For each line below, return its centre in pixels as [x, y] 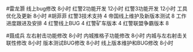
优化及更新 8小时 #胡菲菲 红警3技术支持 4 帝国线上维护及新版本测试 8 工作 [96, 16]
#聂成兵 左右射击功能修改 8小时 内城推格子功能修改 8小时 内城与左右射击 [94, 36]
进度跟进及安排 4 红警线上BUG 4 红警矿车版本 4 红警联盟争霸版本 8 [87, 23]
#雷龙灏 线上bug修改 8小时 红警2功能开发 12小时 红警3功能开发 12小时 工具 [97, 8]
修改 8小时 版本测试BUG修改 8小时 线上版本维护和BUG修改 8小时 [95, 43]
